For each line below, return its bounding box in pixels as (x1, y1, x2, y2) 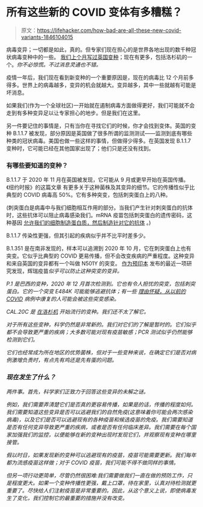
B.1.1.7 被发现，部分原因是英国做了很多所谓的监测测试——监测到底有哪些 (13, 129, 193, 136)
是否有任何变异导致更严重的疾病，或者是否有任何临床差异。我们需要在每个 (6, 423, 191, 430)
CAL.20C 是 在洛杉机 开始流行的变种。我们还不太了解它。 (6, 308, 149, 316)
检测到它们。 (6, 336, 38, 343)
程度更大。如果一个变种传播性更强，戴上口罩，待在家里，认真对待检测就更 (11, 479, 196, 486)
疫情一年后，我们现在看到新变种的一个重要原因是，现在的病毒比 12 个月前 (6, 74, 189, 81)
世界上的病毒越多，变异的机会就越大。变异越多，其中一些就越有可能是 (22, 81, 196, 88)
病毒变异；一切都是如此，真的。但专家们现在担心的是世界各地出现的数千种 (6, 46, 191, 53)
